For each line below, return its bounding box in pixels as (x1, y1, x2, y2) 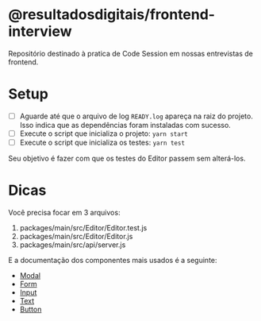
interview (8, 22, 72, 41)
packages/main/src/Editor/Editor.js (19, 232, 133, 241)
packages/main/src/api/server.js (19, 240, 126, 249)
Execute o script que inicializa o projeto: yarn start (19, 129, 188, 138)
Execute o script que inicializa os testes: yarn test (19, 137, 185, 147)
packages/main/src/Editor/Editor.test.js (19, 223, 148, 232)
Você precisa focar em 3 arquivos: (8, 208, 121, 217)
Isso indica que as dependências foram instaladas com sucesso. (19, 120, 232, 130)
